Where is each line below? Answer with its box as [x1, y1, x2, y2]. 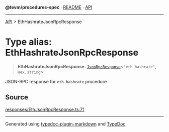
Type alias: [5, 36, 52, 48]
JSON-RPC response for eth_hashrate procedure [5, 78, 107, 84]
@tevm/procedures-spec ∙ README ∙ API [5, 5, 93, 10]
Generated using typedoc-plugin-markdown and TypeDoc [5, 120, 126, 127]
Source [5, 93, 29, 102]
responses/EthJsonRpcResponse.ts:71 [5, 106, 84, 112]
